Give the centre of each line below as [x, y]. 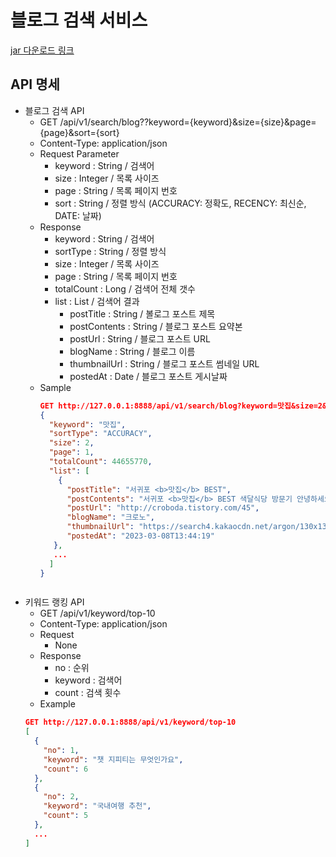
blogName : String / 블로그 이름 [132, 351]
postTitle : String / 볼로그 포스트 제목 [142, 313]
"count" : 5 [66, 816]
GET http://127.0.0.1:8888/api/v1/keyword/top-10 [130, 722]
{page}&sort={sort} [79, 132]
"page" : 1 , [71, 452]
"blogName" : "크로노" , [110, 517]
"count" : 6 [66, 769]
